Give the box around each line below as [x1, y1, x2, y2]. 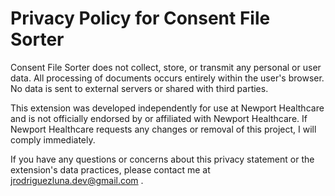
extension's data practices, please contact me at [10, 163, 211, 176]
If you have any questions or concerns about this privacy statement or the [10, 153, 315, 165]
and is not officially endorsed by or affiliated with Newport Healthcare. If [10, 112, 308, 124]
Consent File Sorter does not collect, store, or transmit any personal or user [10, 61, 322, 73]
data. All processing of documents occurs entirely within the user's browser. [10, 72, 325, 84]
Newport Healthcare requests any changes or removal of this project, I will [10, 123, 317, 135]
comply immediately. [10, 133, 96, 146]
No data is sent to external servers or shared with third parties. [10, 82, 269, 94]
